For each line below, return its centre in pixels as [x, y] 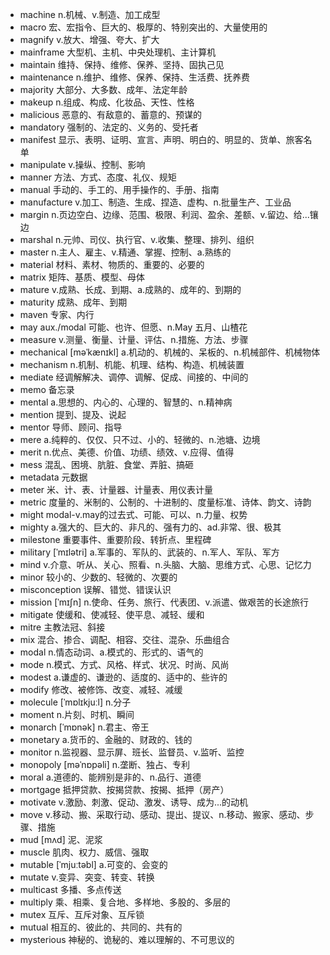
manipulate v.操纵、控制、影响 [82, 164]
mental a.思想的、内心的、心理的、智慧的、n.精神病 [126, 402]
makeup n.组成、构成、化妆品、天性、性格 [107, 102]
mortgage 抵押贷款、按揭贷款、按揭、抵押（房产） [124, 789]
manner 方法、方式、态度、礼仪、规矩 [98, 177]
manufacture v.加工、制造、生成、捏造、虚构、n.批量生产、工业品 [155, 202]
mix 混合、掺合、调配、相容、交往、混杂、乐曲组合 [125, 639]
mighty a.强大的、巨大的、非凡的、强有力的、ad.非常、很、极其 [150, 527]
